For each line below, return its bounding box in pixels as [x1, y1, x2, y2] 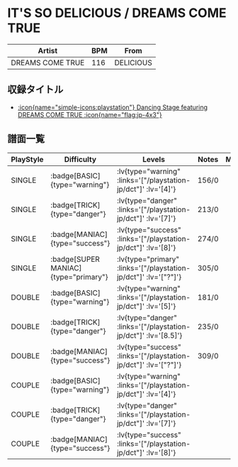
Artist [38, 45, 58, 55]
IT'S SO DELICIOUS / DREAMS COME [7, 5, 227, 21]
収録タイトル [7, 84, 64, 96]
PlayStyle [11, 154, 44, 164]
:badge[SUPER [50, 254, 101, 264]
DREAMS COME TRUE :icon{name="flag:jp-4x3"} [17, 110, 162, 119]
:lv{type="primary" [116, 254, 179, 264]
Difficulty [64, 154, 97, 164]
